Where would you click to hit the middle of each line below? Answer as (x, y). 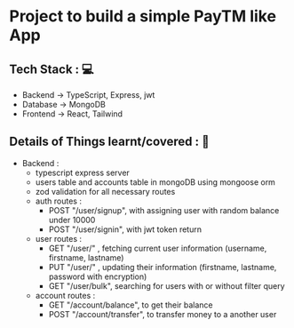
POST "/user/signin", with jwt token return (125, 229)
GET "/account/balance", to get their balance (131, 305)
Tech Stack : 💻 (52, 69)
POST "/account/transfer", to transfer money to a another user (163, 314)
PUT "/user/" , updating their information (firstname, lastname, (163, 267)
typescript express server (83, 172)
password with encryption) (98, 276)
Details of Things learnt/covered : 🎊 (110, 142)
